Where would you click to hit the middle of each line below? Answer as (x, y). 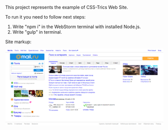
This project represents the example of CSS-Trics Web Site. (67, 7)
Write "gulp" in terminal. (37, 32)
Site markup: (18, 42)
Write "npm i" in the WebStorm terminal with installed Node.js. (77, 27)
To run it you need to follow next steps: (46, 17)
